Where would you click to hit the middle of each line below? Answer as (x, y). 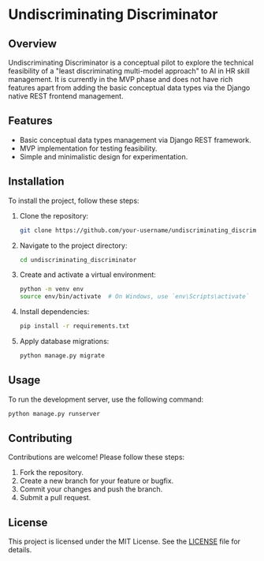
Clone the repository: (54, 215)
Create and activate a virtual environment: (87, 275)
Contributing (40, 438)
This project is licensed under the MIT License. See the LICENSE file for (125, 541)
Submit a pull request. (55, 498)
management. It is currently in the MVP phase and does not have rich (121, 79)
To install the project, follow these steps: (74, 200)
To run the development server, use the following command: (106, 399)
